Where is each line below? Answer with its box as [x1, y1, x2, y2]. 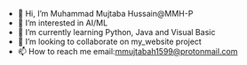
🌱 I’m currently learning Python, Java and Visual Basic [17, 27, 216, 37]
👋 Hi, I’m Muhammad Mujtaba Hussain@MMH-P [17, 9, 194, 18]
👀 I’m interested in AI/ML [17, 18, 108, 28]
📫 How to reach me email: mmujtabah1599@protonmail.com [17, 47, 238, 56]
